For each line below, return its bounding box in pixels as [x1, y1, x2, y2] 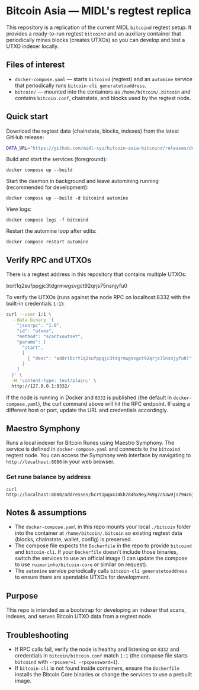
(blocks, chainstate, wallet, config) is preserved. [14, 536, 133, 543]
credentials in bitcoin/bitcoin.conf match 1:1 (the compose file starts [14, 652, 188, 659]
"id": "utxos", [17, 328, 54, 334]
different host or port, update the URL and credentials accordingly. [6, 406, 169, 413]
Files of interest [6, 60, 65, 70]
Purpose [6, 590, 38, 601]
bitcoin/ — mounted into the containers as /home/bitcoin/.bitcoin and [14, 88, 191, 95]
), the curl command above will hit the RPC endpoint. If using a [37, 400, 191, 407]
